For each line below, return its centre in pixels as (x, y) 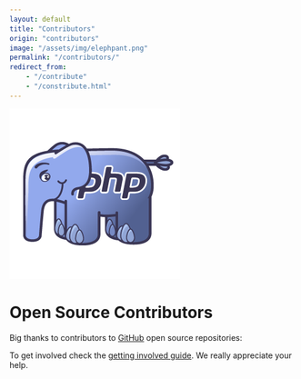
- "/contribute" (57, 77)
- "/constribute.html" (69, 86)
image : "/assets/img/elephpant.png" (79, 48)
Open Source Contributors (111, 312)
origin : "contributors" (55, 38)
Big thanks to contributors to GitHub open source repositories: (126, 337)
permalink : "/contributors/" (65, 58)
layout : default (40, 19)
